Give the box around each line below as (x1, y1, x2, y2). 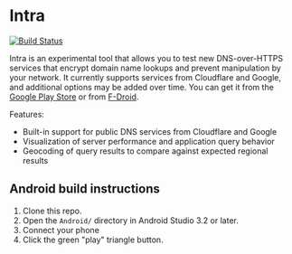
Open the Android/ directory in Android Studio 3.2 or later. (22, 214, 240, 226)
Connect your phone (22, 224, 99, 235)
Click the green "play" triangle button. (22, 234, 165, 245)
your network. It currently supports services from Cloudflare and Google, (9, 71, 282, 82)
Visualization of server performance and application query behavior (22, 136, 276, 146)
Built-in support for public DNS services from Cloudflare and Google (22, 126, 278, 136)
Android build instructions (9, 182, 161, 197)
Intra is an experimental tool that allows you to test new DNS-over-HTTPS (9, 52, 283, 63)
